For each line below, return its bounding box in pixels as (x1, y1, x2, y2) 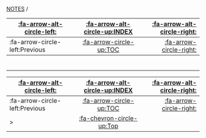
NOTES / (6, 6, 29, 12)
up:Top (97, 122, 118, 131)
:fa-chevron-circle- (78, 114, 138, 123)
